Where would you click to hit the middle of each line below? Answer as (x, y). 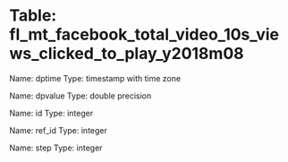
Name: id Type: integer (51, 113)
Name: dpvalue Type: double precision (80, 96)
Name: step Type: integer (56, 148)
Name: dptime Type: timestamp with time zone (95, 78)
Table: (33, 16)
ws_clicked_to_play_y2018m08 (127, 54)
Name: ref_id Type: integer (58, 130)
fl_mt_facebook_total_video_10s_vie (144, 34)
